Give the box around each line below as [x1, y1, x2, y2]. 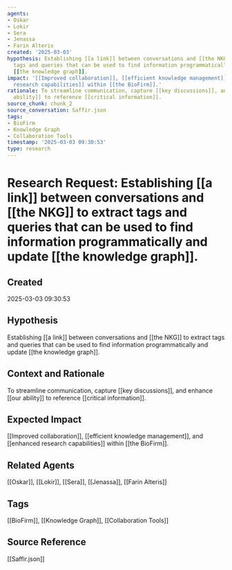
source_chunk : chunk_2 [7, 100, 72, 107]
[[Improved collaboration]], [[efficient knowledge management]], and [7, 432, 204, 440]
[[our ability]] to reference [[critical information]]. [7, 393, 146, 402]
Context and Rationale [7, 368, 105, 380]
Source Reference [7, 536, 86, 548]
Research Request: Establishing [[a [7, 175, 213, 191]
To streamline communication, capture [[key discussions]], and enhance [7, 386, 213, 395]
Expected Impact [7, 413, 81, 426]
